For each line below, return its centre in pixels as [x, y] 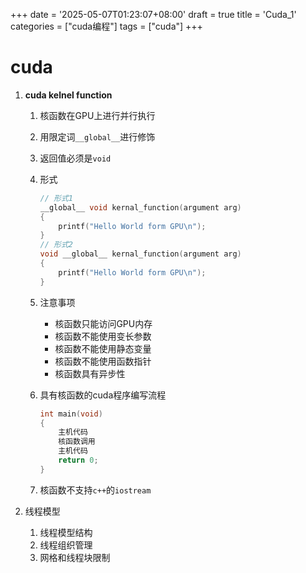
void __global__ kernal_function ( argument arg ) [140, 254]
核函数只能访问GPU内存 [103, 323]
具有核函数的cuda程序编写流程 [103, 395]
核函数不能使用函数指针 [103, 361]
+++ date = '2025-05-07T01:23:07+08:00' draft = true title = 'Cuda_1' [153, 14]
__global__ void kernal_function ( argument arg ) [140, 207]
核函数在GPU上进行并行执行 [97, 115]
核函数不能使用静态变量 [103, 348]
